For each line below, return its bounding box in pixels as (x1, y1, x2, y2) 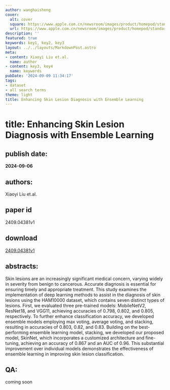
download (5, 234, 37, 243)
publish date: (5, 149, 48, 158)
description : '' (5, 31, 39, 36)
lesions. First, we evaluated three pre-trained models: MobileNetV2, (5, 302, 147, 308)
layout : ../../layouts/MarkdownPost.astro (5, 45, 96, 50)
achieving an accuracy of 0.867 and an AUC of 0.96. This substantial (21, 340, 164, 346)
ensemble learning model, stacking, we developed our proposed (29, 329, 164, 335)
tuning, (5, 340, 20, 346)
